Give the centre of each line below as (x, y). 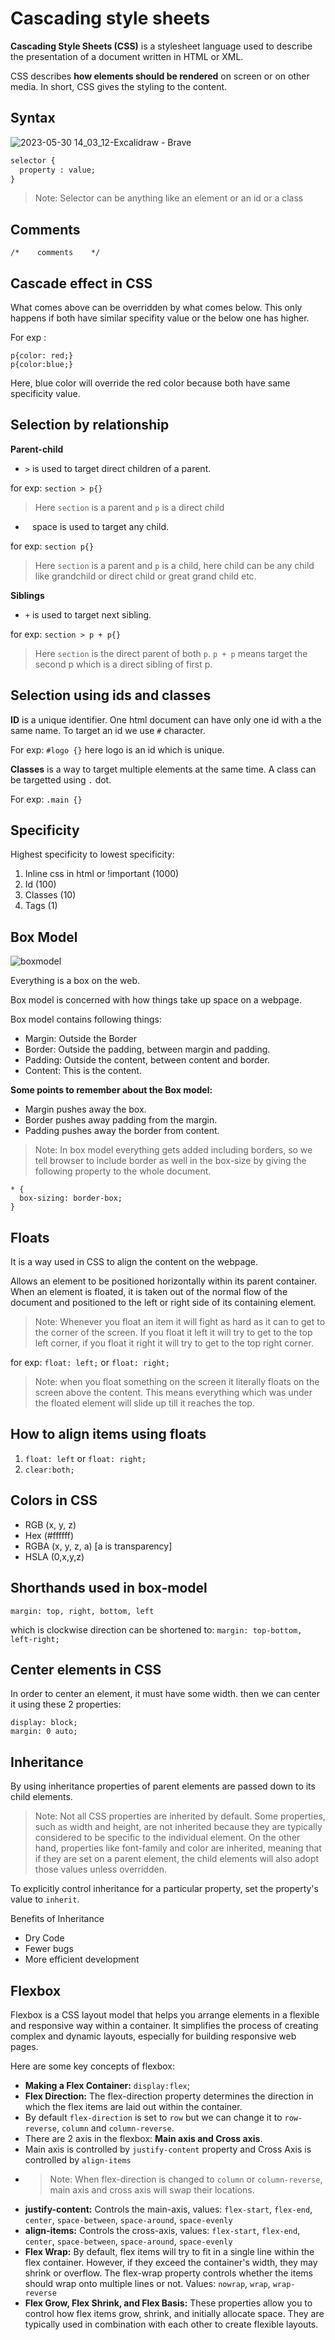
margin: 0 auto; (44, 1732)
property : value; (58, 170)
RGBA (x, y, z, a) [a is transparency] (98, 1546)
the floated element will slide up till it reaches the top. (144, 1403)
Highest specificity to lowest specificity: (92, 854)
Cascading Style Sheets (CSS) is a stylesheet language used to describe (161, 46)
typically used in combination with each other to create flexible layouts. (171, 2324)
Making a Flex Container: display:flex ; (107, 2085)
